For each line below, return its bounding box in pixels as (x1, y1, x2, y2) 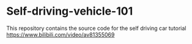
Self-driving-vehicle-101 (6, 4, 133, 18)
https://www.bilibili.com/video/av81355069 (6, 31, 115, 38)
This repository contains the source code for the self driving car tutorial (6, 24, 186, 32)
